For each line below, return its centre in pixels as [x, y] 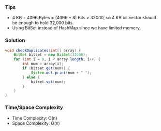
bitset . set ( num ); [48, 82]
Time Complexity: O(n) [35, 118]
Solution [15, 40]
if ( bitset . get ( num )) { [46, 68]
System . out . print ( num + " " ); [61, 73]
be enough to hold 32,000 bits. [43, 23]
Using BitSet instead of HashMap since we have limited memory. [76, 28]
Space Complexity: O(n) [36, 123]
